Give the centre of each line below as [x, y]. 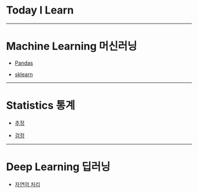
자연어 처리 [27, 184]
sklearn [24, 74]
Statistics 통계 [41, 106]
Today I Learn [40, 10]
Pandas [24, 63]
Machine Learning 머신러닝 [72, 46]
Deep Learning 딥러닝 [58, 167]
